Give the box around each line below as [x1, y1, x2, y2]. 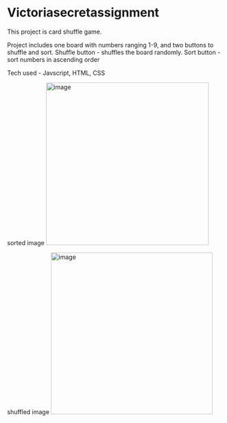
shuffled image [7, 407, 50, 416]
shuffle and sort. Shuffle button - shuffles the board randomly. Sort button [7, 48, 216, 56]
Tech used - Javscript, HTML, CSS [7, 69, 106, 77]
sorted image [7, 238, 45, 247]
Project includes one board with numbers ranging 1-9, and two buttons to [7, 41, 214, 49]
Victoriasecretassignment [7, 5, 160, 21]
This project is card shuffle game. [7, 27, 102, 36]
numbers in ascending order [19, 55, 100, 63]
